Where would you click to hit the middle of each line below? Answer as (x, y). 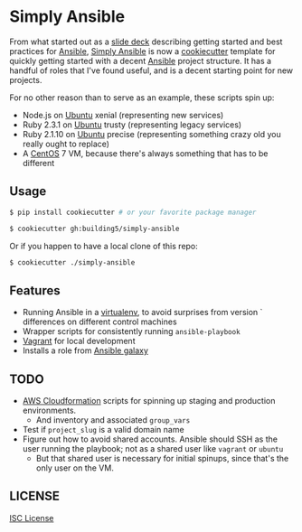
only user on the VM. (75, 468)
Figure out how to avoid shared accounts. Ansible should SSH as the (150, 439)
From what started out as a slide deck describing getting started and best (146, 42)
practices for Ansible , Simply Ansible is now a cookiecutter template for (142, 51)
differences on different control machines (100, 322)
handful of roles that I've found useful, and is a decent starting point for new (151, 70)
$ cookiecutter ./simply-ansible (72, 262)
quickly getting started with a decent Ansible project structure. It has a (141, 61)
